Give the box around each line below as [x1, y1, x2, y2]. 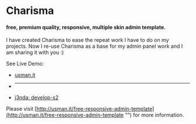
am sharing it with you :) [6, 49, 64, 56]
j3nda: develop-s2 [14, 94, 59, 101]
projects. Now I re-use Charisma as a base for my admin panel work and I [6, 42, 183, 50]
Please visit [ [6, 105, 37, 112]
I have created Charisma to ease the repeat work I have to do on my [6, 37, 169, 44]
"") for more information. [125, 112, 184, 119]
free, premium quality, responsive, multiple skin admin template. [6, 23, 166, 30]
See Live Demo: [6, 60, 44, 68]
